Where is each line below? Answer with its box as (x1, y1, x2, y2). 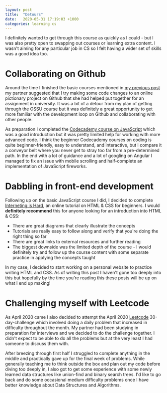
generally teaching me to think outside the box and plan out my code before (5, 361, 161, 367)
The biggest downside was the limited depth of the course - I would (12, 244, 152, 250)
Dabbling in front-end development (5, 181, 154, 192)
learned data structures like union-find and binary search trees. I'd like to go (5, 372, 161, 378)
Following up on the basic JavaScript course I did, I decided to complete (5, 197, 153, 203)
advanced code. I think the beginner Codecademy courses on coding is (5, 137, 152, 143)
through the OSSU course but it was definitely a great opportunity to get (5, 106, 153, 112)
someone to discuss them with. (5, 341, 70, 347)
